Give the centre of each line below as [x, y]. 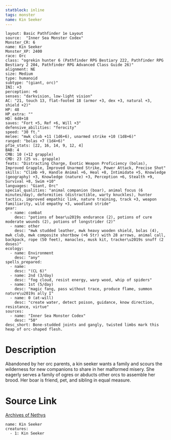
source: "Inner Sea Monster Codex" [44, 38]
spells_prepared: [24, 262]
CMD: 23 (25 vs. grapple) [33, 159]
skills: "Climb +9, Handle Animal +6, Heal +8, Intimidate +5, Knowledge [86, 173]
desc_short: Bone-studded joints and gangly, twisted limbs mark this [82, 325]
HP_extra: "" [19, 114]
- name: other [25, 226]
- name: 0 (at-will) [32, 298]
